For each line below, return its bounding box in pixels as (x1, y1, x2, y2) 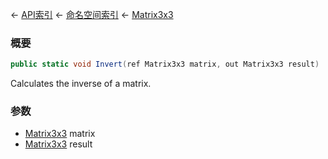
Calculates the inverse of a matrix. (10, 78, 152, 90)
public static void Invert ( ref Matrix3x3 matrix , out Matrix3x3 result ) (10, 59, 320, 70)
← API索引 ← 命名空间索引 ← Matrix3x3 (10, 9, 174, 20)
